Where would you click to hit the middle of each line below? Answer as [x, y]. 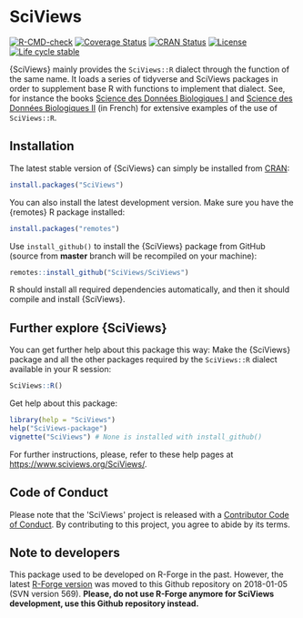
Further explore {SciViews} [88, 328]
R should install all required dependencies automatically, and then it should [150, 289]
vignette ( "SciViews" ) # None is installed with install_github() [136, 437]
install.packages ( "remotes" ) [65, 228]
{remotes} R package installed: [67, 212]
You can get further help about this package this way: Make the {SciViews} [150, 350]
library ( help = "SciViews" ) [63, 420]
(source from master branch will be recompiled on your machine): [133, 256]
